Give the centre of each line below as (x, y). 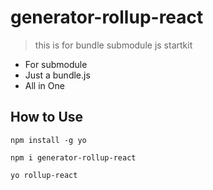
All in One (44, 85)
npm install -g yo (48, 140)
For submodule (56, 64)
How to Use (47, 117)
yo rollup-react (44, 175)
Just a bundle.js (57, 75)
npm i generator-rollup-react (73, 157)
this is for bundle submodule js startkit (113, 45)
